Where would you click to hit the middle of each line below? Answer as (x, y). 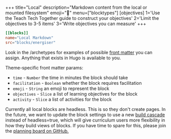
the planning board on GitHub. (37, 131)
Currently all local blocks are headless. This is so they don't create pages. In (86, 109)
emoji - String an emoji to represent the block (61, 88)
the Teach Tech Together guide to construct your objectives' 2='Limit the (82, 18)
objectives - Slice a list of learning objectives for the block (75, 94)
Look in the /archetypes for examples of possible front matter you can (79, 52)
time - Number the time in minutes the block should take (70, 77)
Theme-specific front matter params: (44, 67)
